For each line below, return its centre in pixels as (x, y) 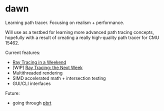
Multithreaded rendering (37, 72)
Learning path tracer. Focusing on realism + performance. (65, 22)
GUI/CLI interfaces (31, 83)
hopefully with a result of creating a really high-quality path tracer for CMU (82, 37)
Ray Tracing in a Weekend (39, 62)
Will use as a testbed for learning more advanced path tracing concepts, (79, 32)
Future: (12, 93)
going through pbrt (32, 102)
